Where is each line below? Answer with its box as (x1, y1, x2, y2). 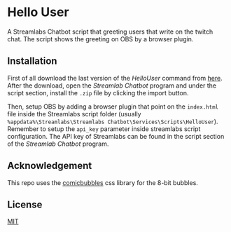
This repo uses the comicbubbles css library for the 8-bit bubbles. (7, 178, 198, 186)
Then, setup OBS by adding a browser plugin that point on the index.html (7, 102, 219, 111)
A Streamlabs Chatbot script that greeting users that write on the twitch (7, 27, 213, 36)
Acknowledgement (7, 160, 92, 172)
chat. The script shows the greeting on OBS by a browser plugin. (7, 34, 194, 43)
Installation (7, 55, 57, 67)
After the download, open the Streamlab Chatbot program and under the (7, 81, 217, 90)
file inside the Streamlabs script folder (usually (7, 109, 141, 118)
